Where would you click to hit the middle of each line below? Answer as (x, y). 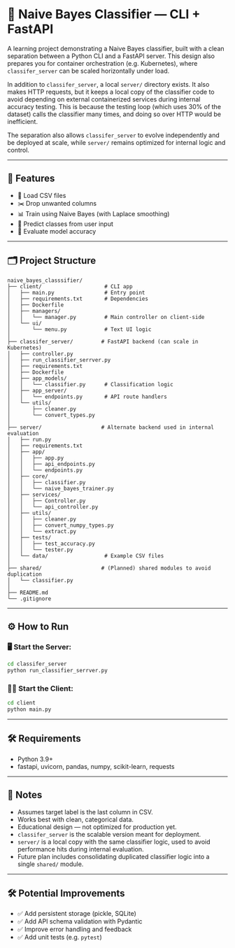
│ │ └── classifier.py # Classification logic (90, 384)
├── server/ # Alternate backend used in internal (111, 427)
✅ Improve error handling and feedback (74, 929)
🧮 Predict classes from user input (65, 224)
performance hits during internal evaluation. (81, 849)
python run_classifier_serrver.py (58, 671)
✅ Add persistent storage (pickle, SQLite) (77, 914)
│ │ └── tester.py (40, 550)
